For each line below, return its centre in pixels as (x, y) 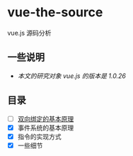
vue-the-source (55, 12)
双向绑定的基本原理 (46, 118)
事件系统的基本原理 (46, 128)
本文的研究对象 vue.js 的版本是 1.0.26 (71, 76)
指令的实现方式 (39, 136)
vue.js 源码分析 (29, 33)
